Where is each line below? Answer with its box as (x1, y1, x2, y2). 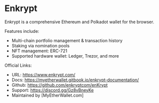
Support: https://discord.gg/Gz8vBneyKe (11, 87, 94, 93)
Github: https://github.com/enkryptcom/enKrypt (11, 82, 108, 88)
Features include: (4, 28, 39, 34)
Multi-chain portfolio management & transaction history (11, 37, 123, 44)
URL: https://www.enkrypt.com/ (11, 72, 76, 77)
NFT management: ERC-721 (11, 48, 68, 54)
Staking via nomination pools (11, 43, 70, 48)
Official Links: (4, 62, 32, 68)
